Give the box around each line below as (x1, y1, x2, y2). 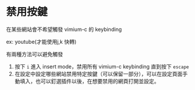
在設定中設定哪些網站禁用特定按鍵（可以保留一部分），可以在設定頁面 (14, 70, 183, 77)
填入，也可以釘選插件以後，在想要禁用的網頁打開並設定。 (19, 77, 160, 85)
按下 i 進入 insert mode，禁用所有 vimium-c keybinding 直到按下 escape (14, 63, 190, 70)
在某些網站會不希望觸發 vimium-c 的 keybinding (6, 26, 122, 33)
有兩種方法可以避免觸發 (6, 50, 63, 57)
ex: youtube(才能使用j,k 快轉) (6, 38, 77, 45)
